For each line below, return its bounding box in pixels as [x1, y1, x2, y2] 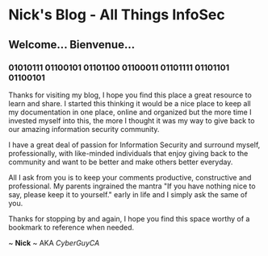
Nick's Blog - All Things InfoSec [8, 6, 225, 24]
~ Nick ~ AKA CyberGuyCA [8, 237, 100, 247]
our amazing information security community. [8, 124, 160, 134]
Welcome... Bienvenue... [8, 38, 136, 52]
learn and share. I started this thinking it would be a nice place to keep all [8, 98, 252, 108]
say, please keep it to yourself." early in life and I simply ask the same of [8, 189, 248, 199]
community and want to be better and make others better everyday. [8, 157, 233, 167]
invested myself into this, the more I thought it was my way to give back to [8, 115, 255, 126]
